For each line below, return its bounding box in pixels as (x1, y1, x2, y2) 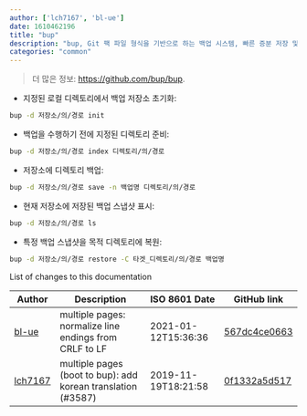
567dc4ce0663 (223, 325, 293, 338)
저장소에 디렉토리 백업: (22, 164, 104, 175)
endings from (58, 330, 117, 343)
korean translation (58, 380, 138, 392)
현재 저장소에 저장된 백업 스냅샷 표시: (22, 200, 155, 211)
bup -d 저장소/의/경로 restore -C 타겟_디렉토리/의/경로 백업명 (9, 255, 225, 264)
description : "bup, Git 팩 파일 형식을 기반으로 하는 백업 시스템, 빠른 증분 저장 (9, 38, 289, 48)
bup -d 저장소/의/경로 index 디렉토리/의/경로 (9, 147, 165, 156)
